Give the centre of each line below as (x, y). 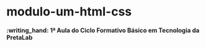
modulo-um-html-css (69, 12)
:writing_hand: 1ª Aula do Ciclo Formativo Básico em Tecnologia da (103, 30)
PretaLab (19, 37)
